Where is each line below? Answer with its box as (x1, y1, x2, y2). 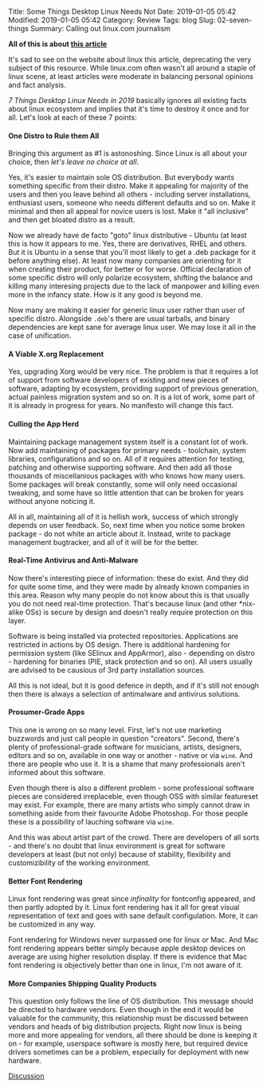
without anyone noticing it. (8, 496, 96, 506)
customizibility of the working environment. (8, 858, 151, 868)
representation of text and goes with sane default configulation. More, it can (8, 911, 258, 921)
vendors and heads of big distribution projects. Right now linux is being (8, 1022, 242, 1031)
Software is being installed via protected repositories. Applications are (8, 631, 239, 641)
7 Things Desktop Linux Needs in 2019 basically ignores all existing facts (8, 96, 247, 105)
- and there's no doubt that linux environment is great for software (8, 841, 226, 851)
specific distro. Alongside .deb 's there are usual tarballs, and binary (8, 314, 230, 324)
